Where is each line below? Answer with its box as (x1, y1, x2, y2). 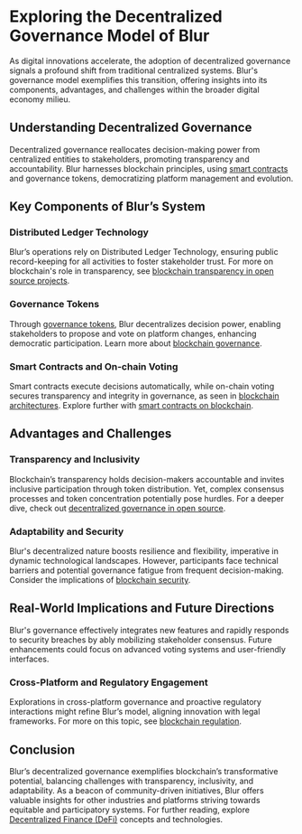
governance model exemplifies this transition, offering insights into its (9, 74, 268, 85)
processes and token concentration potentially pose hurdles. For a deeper (9, 492, 284, 503)
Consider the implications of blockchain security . (9, 575, 191, 586)
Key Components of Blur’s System (9, 199, 206, 214)
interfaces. (9, 653, 50, 664)
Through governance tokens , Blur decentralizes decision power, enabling (9, 318, 281, 329)
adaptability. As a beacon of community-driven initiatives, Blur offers (9, 784, 264, 796)
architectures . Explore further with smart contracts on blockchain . (9, 400, 254, 411)
